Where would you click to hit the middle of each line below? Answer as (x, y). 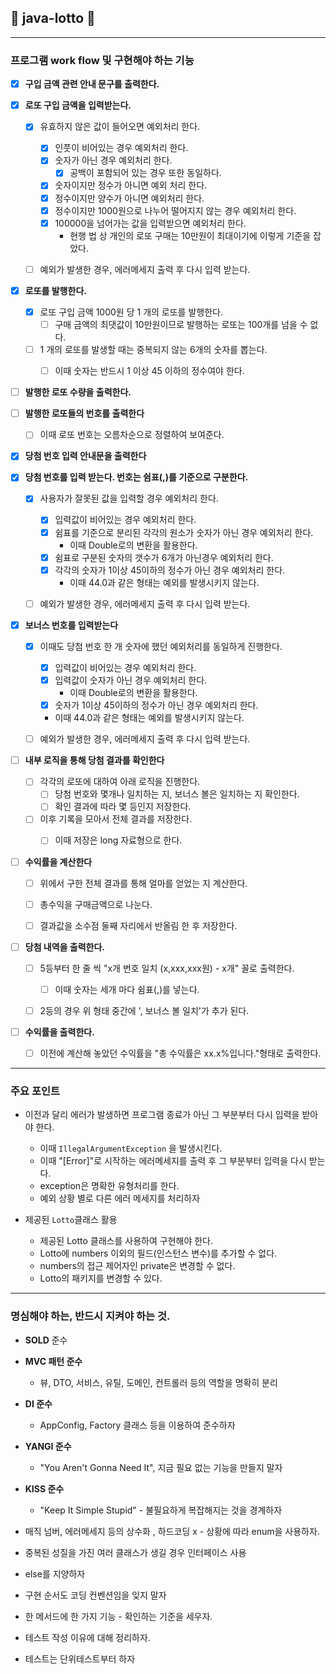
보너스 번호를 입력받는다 (71, 625)
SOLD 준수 (46, 1340)
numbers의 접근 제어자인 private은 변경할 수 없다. (137, 1266)
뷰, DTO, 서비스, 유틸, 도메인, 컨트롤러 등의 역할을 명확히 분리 (158, 1382)
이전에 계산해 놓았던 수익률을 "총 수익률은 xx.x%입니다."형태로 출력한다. (180, 1053)
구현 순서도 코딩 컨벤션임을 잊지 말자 (95, 1595)
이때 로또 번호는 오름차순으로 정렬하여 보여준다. (132, 435)
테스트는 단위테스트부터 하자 (80, 1658)
